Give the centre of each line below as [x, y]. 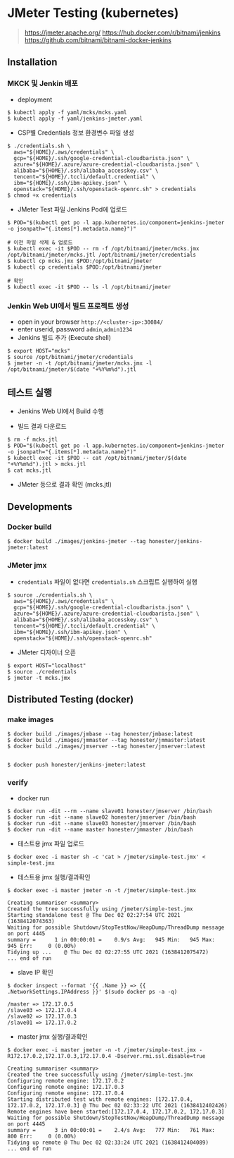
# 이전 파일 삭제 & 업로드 [40, 242]
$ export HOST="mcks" [39, 351]
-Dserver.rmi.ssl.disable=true [160, 1056]
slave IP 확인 [35, 972]
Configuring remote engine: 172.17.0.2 [66, 1080]
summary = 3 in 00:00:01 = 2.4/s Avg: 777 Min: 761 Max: [111, 1130]
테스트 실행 [30, 393]
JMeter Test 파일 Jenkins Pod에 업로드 [72, 209]
